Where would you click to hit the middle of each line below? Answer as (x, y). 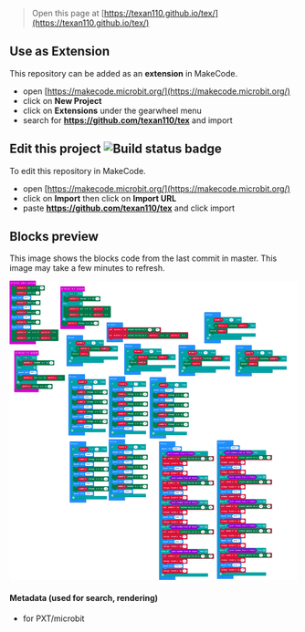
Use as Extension (60, 52)
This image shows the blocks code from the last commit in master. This (143, 258)
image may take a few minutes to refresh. (87, 268)
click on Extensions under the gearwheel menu (112, 110)
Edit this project (55, 149)
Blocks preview (54, 237)
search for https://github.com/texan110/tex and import (127, 120)
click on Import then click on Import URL (100, 198)
